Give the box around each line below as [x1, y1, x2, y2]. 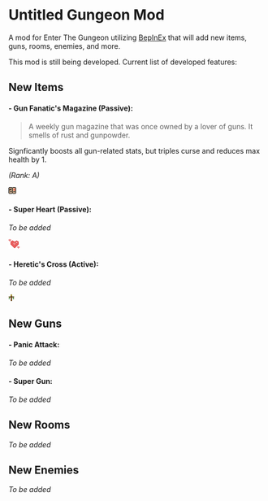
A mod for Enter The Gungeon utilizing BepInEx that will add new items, [8, 33, 248, 42]
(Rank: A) [8, 170, 41, 180]
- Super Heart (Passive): [8, 205, 92, 215]
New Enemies [8, 463, 80, 477]
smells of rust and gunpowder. [28, 130, 131, 140]
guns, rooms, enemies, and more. [8, 41, 121, 50]
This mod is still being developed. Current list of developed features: [8, 57, 238, 67]
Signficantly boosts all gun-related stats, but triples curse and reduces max [8, 146, 261, 155]
